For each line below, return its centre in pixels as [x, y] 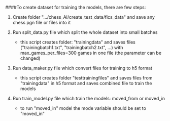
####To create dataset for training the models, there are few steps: [76, 7]
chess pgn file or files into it [42, 23]
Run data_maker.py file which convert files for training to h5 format [82, 68]
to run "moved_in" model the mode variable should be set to [83, 108]
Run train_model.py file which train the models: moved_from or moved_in [89, 98]
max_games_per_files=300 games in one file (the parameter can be [91, 53]
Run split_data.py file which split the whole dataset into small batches [85, 32]
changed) [30, 58]
